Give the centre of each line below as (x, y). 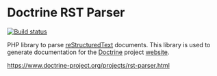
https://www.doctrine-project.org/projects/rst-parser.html (88, 65)
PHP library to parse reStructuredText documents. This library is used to (109, 45)
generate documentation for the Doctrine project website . (88, 52)
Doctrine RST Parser (66, 13)
